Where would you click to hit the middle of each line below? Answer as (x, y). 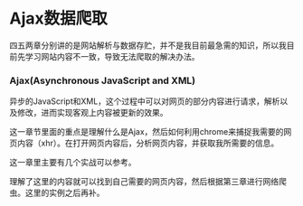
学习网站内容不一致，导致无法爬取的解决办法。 (112, 56)
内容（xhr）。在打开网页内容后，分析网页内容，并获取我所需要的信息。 (148, 143)
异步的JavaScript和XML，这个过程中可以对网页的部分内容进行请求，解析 (145, 101)
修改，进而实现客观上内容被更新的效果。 (92, 113)
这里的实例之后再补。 (65, 193)
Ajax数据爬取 (58, 19)
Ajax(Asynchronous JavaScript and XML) (103, 80)
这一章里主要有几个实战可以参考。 (73, 163)
